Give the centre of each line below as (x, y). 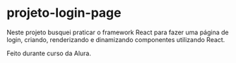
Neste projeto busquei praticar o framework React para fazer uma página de (118, 32)
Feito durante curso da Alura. (49, 53)
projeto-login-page (64, 13)
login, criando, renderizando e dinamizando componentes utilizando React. (116, 39)
